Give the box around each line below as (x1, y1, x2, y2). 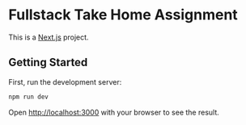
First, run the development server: (8, 77, 122, 86)
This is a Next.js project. (8, 32, 89, 42)
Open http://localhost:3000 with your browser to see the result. (8, 107, 220, 117)
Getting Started (8, 56, 88, 69)
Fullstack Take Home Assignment (8, 6, 239, 24)
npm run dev (8, 93, 49, 101)
